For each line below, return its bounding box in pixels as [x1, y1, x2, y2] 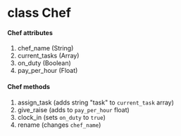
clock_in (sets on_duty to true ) [17, 113, 106, 121]
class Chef [7, 5, 72, 21]
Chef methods [7, 82, 51, 90]
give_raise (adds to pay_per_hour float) [17, 105, 130, 114]
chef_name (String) [17, 44, 74, 53]
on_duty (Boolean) [17, 59, 72, 67]
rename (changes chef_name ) [17, 121, 101, 129]
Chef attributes [7, 28, 53, 36]
